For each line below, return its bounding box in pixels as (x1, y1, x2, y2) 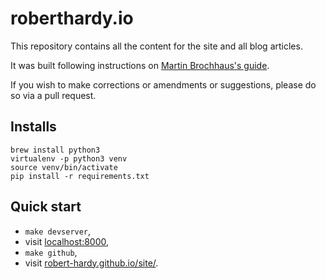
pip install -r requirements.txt (10, 171, 150, 181)
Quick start (10, 198, 82, 216)
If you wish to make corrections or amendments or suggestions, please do (10, 78, 317, 91)
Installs (10, 118, 57, 136)
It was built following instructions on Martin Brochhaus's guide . (10, 59, 270, 71)
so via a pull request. (10, 89, 97, 101)
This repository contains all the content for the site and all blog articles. (10, 40, 303, 52)
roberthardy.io (10, 7, 134, 30)
